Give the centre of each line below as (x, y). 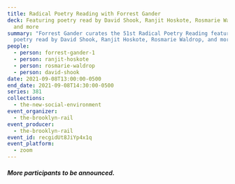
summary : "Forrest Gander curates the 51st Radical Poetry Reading (108, 33)
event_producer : (31, 124)
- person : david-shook (47, 72)
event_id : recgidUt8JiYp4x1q (50, 137)
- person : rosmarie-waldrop (55, 66)
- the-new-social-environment (57, 105)
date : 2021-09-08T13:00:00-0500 (54, 79)
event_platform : (31, 144)
